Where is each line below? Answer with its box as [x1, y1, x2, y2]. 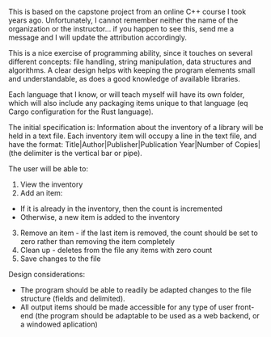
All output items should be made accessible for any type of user [19, 302, 234, 312]
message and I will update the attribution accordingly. [8, 32, 188, 42]
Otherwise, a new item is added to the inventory [19, 213, 180, 221]
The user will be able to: [8, 164, 89, 173]
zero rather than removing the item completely [19, 237, 176, 246]
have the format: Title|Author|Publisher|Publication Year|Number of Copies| [8, 140, 261, 149]
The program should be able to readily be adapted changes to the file [19, 285, 252, 294]
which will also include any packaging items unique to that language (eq [8, 99, 248, 107]
